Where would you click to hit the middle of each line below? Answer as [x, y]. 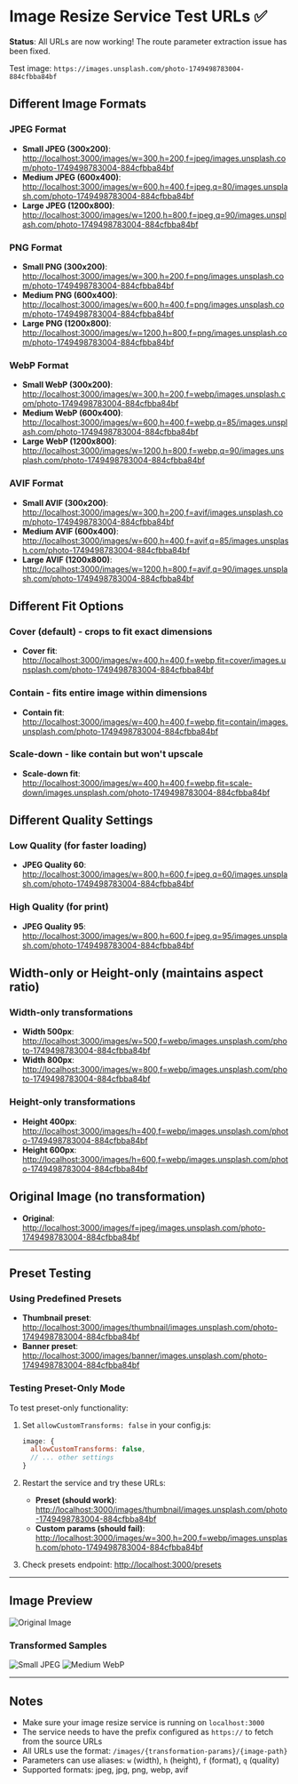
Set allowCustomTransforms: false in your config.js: [116, 1425]
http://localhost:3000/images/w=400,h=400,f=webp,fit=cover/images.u [154, 661]
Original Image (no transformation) [107, 1197]
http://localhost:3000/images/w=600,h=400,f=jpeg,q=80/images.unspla [155, 186]
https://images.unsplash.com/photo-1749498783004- [149, 68]
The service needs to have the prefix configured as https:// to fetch [148, 1732]
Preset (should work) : [76, 1500]
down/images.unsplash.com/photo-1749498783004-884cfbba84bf [146, 792]
